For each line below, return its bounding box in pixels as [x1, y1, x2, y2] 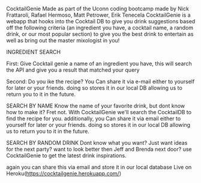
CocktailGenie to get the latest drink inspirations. [6, 152, 127, 159]
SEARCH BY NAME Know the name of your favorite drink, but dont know [6, 102, 185, 109]
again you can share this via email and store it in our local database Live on [6, 164, 192, 170]
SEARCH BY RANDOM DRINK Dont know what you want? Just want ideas [6, 139, 188, 146]
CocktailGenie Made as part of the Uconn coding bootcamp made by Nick [6, 5, 189, 12]
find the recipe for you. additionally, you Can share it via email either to [6, 115, 181, 122]
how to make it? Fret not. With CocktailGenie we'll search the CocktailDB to [6, 109, 192, 115]
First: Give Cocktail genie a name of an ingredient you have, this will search [6, 60, 192, 67]
